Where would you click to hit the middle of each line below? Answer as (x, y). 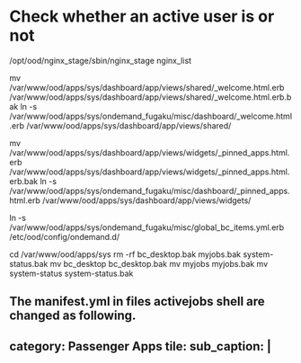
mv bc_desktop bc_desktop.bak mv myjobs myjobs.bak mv (159, 263)
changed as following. (73, 316)
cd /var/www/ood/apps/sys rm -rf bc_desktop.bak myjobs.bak (125, 254)
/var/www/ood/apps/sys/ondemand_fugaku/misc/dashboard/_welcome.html (151, 116)
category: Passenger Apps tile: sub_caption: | (140, 346)
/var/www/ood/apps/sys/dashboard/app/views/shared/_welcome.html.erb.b (150, 97)
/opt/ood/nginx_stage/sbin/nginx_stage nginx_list (100, 60)
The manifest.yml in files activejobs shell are (137, 301)
